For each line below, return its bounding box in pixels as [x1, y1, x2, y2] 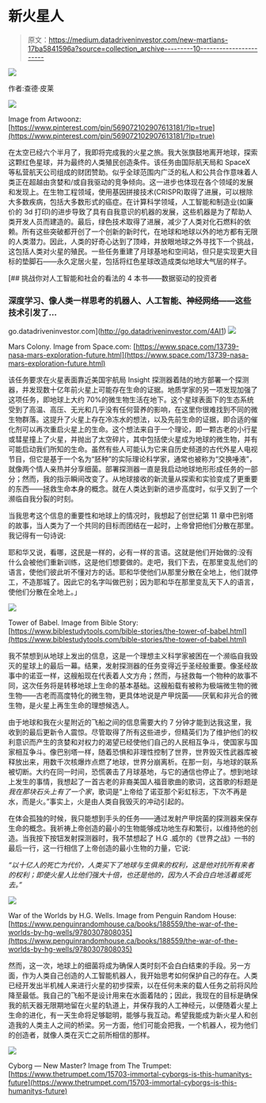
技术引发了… [8, 307, 58, 318]
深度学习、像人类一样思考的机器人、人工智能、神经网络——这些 [8, 295, 252, 306]
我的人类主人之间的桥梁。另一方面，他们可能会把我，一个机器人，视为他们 [14, 1021, 258, 1030]
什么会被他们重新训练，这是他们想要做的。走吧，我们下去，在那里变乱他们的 [8, 557, 258, 567]
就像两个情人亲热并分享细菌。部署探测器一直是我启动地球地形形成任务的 [8, 465, 244, 474]
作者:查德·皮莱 [8, 83, 55, 93]
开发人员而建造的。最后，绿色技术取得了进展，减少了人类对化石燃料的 [14, 216, 244, 226]
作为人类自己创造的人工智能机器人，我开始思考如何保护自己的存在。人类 [21, 971, 258, 980]
